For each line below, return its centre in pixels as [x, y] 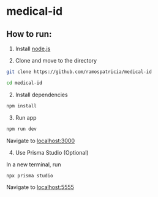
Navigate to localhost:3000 [41, 141]
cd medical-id [24, 83]
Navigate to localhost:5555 [40, 187]
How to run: [29, 34]
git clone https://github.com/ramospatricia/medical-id [79, 72]
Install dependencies [42, 95]
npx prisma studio [30, 176]
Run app [26, 117]
